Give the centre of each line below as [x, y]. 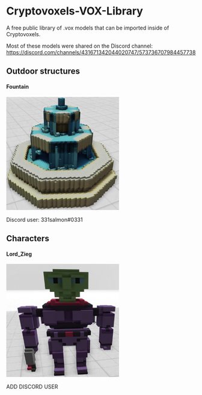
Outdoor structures [43, 71]
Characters [28, 239]
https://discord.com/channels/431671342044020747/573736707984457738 [101, 52]
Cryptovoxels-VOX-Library [75, 11]
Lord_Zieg [19, 254]
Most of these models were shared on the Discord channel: [80, 46]
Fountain [17, 86]
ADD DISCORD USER [32, 387]
